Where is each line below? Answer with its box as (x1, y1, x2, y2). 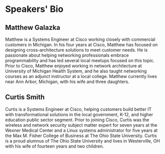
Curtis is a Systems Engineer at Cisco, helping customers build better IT (5, 106, 152, 112)
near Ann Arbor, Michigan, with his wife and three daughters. (5, 78, 130, 84)
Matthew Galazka (5, 23, 60, 32)
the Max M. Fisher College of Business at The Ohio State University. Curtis (5, 133, 157, 139)
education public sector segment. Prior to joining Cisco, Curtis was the (5, 117, 150, 123)
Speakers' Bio (5, 3, 63, 15)
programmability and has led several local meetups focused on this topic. (5, 58, 155, 63)
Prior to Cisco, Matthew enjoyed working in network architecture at (5, 63, 142, 69)
